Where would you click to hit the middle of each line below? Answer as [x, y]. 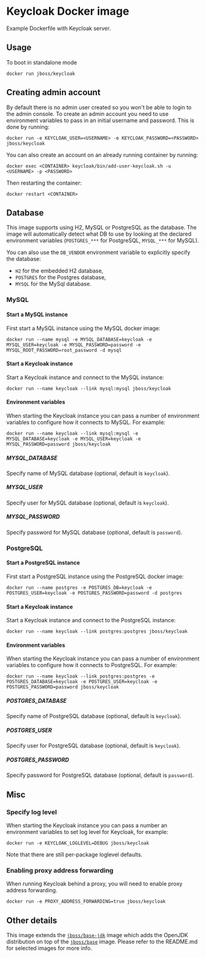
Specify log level [32, 812]
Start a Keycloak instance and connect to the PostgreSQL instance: [91, 620]
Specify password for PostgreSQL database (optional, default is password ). [100, 775]
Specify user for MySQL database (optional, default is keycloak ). [88, 503]
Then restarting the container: [44, 183]
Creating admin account [54, 92]
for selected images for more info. [49, 948]
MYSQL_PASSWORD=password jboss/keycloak [59, 444]
